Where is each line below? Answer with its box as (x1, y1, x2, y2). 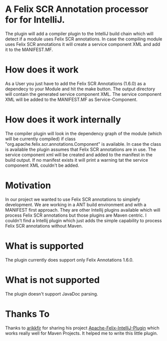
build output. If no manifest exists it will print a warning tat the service (5, 157, 149, 163)
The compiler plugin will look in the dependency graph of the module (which (5, 130, 162, 136)
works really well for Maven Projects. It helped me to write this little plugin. (5, 330, 158, 336)
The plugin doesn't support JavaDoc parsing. (5, 291, 98, 297)
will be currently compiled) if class (5, 136, 76, 142)
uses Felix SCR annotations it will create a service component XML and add (5, 41, 161, 47)
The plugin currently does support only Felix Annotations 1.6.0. (5, 257, 134, 263)
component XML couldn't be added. (5, 162, 79, 168)
